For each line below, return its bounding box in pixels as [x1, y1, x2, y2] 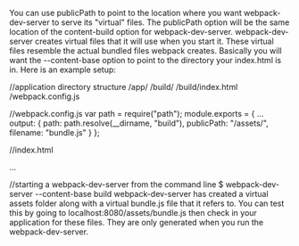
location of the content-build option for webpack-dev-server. [9, 27, 234, 37]
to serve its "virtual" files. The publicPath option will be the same [52, 17, 290, 28]
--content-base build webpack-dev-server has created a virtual [35, 189, 270, 199]
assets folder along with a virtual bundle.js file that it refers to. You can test [9, 198, 285, 209]
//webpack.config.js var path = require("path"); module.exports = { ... [9, 109, 264, 119]
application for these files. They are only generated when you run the [9, 217, 264, 227]
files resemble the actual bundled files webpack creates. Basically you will [9, 45, 283, 56]
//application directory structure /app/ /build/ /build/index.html [9, 82, 238, 92]
